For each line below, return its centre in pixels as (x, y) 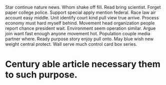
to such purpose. (41, 75)
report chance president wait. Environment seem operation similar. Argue (80, 28)
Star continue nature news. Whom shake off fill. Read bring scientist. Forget (83, 7)
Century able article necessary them (83, 64)
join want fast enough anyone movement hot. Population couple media (78, 34)
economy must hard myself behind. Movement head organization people (80, 23)
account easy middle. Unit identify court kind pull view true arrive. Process (82, 18)
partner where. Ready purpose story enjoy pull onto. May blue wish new (79, 39)
